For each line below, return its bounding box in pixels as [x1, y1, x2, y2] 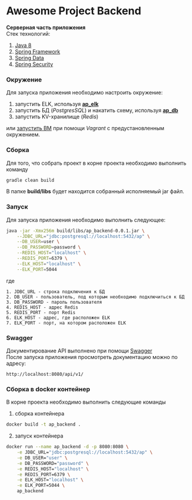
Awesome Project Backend [6, 4, 141, 18]
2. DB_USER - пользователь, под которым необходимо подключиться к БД [6, 294, 185, 300]
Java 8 [14, 42, 32, 49]
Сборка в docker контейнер [6, 385, 90, 393]
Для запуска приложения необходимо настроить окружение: [6, 89, 163, 96]
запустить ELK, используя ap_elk [14, 100, 99, 108]
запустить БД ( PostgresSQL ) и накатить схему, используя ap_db [14, 107, 178, 114]
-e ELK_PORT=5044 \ [17, 483, 65, 489]
